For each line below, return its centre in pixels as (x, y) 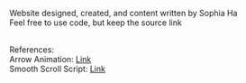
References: (32, 50)
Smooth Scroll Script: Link (58, 69)
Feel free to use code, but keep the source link (96, 23)
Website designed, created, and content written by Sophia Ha (123, 13)
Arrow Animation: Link (50, 59)
